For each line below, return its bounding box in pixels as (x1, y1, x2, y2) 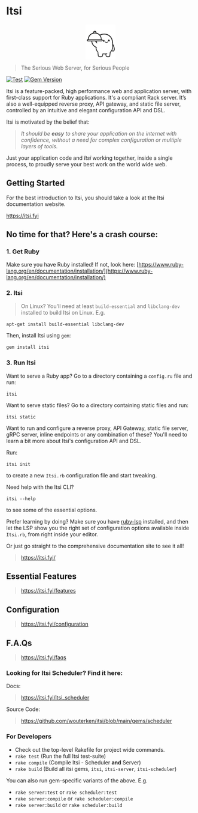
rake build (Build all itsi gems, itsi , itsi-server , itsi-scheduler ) (14, 765, 177, 772)
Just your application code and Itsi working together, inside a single (6, 154, 173, 162)
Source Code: (6, 706, 41, 713)
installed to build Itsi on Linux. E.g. (20, 309, 105, 316)
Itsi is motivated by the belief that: (6, 118, 90, 125)
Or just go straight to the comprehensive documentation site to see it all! (6, 542, 184, 549)
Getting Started (6, 178, 65, 189)
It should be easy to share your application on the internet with (20, 130, 177, 137)
